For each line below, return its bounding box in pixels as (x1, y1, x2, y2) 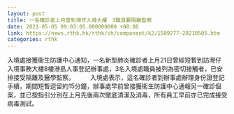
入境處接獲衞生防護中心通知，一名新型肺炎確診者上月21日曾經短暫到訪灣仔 (7, 56, 222, 65)
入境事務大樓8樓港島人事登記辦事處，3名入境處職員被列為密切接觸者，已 (7, 65, 217, 73)
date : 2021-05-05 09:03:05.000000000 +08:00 (7, 23, 139, 30)
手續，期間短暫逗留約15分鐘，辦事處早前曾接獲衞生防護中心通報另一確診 (7, 82, 215, 90)
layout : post (7, 10, 45, 17)
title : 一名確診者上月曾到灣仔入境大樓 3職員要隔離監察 (7, 17, 152, 24)
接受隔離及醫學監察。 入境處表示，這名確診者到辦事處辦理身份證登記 (13, 74, 225, 82)
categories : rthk (7, 36, 58, 43)
